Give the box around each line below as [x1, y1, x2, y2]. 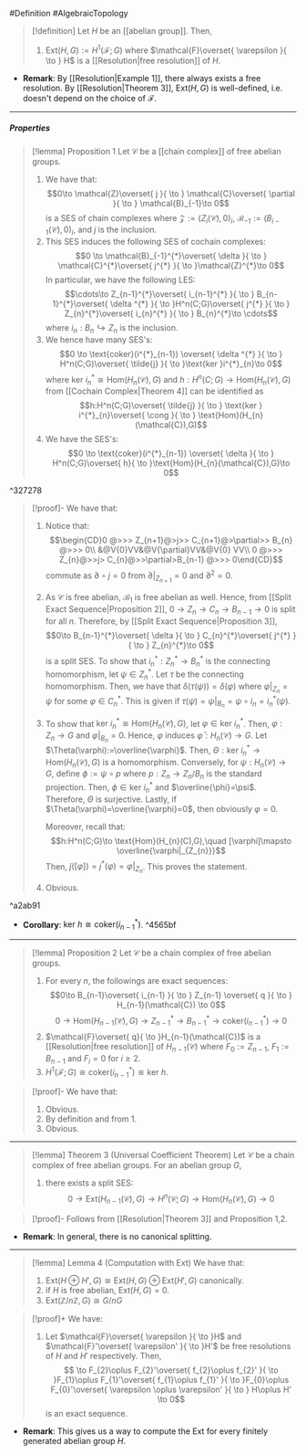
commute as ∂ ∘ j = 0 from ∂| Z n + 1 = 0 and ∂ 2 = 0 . [45, 568, 233, 585]
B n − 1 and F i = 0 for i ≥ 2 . [45, 1053, 141, 1067]
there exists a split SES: [45, 1177, 134, 1188]
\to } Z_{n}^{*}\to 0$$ [133, 639, 215, 650]
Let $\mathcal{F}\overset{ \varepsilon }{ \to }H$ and [45, 1331, 242, 1342]
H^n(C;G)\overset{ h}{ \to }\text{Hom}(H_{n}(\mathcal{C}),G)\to [52, 458, 291, 469]
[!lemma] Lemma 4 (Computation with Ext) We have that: [31, 1257, 245, 1268]
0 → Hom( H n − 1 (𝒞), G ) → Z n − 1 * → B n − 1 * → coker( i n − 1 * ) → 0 [55, 1013, 288, 1028]
